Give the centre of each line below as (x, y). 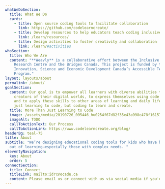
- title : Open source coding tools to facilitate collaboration (81, 23)
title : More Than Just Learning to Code (51, 110)
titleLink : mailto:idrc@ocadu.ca (44, 174)
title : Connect (25, 170)
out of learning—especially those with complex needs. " (69, 147)
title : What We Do (28, 14)
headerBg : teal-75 (24, 133)
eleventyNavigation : (26, 152)
